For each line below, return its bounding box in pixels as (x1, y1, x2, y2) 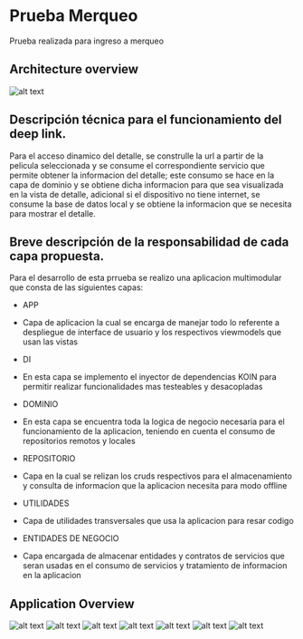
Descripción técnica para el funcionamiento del (9, 112, 282, 128)
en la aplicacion (22, 570, 81, 581)
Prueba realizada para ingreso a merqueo (9, 35, 165, 46)
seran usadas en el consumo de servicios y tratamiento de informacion (22, 560, 288, 571)
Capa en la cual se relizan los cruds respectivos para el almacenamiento (22, 470, 292, 481)
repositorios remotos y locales (22, 436, 136, 447)
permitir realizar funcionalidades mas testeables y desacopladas (22, 382, 263, 392)
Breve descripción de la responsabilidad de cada (9, 234, 289, 249)
